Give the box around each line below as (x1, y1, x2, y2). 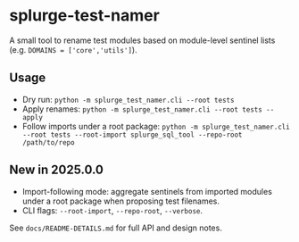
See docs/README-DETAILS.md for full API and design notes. (9, 222, 223, 233)
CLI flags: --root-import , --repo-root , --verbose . (21, 204, 203, 215)
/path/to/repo (21, 138, 75, 147)
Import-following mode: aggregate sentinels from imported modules (21, 186, 272, 196)
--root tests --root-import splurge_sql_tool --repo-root (21, 130, 243, 139)
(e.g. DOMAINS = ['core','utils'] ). (9, 44, 137, 54)
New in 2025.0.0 (9, 163, 104, 178)
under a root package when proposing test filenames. (21, 196, 220, 206)
